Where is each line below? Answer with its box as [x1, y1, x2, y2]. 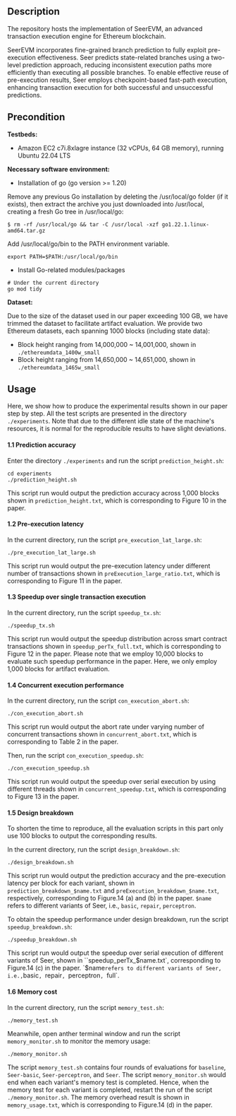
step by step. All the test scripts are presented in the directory [7, 409, 187, 418]
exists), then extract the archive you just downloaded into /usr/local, [7, 199, 205, 208]
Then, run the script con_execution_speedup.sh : [7, 751, 144, 760]
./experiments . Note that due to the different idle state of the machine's [7, 417, 215, 425]
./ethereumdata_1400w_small [17, 349, 100, 356]
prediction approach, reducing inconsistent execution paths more [22, 60, 213, 69]
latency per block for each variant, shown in [7, 879, 135, 888]
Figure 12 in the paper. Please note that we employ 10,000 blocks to [7, 650, 204, 658]
